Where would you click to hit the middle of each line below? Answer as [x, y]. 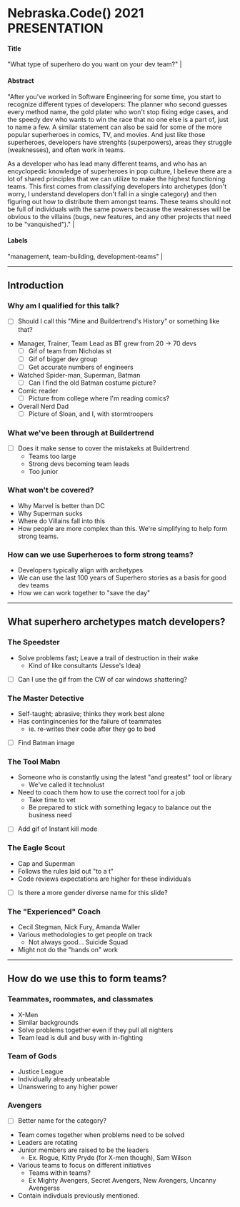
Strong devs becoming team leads [79, 464]
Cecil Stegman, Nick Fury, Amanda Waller [79, 927]
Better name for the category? [62, 1121]
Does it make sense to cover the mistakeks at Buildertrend [103, 448]
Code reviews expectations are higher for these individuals [104, 879]
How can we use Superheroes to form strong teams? [101, 555]
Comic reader [38, 390]
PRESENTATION [55, 28]
